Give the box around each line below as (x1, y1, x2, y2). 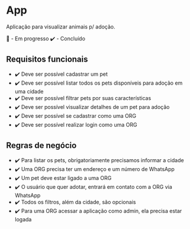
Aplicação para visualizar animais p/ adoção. (6, 23, 115, 30)
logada (14, 215, 32, 222)
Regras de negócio (6, 140, 77, 151)
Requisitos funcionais (6, 54, 88, 64)
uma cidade (14, 88, 44, 95)
